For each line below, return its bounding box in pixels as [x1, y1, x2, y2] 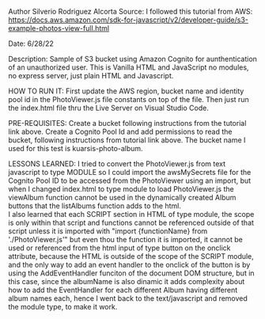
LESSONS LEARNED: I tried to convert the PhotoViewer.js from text [8, 159, 226, 169]
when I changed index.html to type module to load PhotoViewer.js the [8, 184, 235, 193]
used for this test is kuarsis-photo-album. [8, 144, 144, 153]
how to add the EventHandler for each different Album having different [8, 285, 238, 294]
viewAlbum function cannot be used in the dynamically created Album [8, 193, 237, 202]
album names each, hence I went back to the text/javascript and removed [8, 294, 248, 303]
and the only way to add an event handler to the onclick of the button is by [8, 260, 251, 269]
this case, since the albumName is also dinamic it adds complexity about [8, 277, 245, 286]
